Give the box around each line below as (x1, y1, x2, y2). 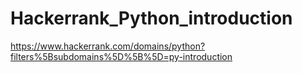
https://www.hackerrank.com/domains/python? (10, 40, 206, 52)
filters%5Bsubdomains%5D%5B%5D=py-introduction (10, 50, 233, 62)
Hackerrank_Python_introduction (10, 7, 293, 30)
